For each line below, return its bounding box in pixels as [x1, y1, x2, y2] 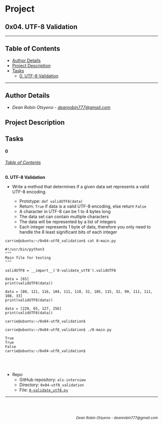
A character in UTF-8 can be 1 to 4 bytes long [19, 209, 111, 214]
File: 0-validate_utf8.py [19, 387, 68, 393]
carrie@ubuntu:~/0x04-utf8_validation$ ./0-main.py [5, 328, 112, 333]
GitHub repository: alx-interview [19, 377, 86, 383]
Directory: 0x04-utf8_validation [19, 382, 84, 388]
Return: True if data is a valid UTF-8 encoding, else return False [19, 203, 147, 209]
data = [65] [5, 277, 29, 282]
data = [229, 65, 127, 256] [5, 306, 62, 311]
